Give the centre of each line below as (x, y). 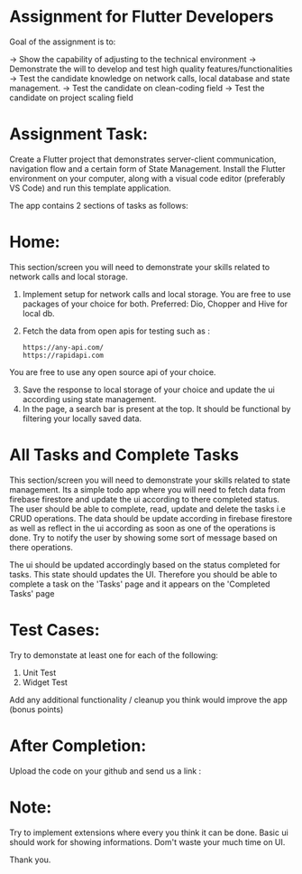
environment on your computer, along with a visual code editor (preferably (147, 178)
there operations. (41, 547)
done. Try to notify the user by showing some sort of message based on (143, 537)
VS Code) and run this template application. (90, 188)
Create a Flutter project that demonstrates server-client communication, (143, 159)
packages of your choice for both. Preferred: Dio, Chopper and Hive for (155, 304)
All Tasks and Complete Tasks (124, 455)
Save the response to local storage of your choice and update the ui (148, 390)
